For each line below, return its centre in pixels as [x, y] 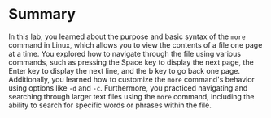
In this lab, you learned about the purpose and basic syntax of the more [127, 36]
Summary [42, 14]
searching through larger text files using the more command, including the [131, 96]
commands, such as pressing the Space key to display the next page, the [131, 62]
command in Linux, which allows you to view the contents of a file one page [135, 44]
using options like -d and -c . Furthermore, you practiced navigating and [128, 88]
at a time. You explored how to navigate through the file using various [125, 53]
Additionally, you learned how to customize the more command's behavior [131, 79]
